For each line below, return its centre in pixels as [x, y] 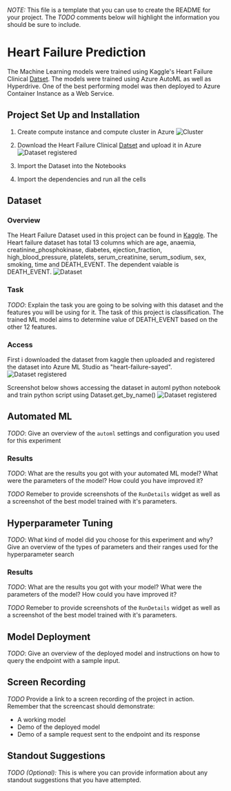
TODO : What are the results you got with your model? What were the [104, 587]
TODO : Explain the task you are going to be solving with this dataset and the [115, 305]
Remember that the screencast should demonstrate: [81, 706]
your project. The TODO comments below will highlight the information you [113, 17]
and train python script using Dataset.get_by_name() [82, 395]
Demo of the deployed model [58, 727]
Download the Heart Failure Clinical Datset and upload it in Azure [109, 145]
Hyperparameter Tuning [60, 523]
